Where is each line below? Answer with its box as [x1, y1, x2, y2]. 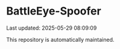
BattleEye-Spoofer [6, 4, 101, 18]
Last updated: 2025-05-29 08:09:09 [6, 24, 97, 31]
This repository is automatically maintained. [6, 36, 115, 43]
